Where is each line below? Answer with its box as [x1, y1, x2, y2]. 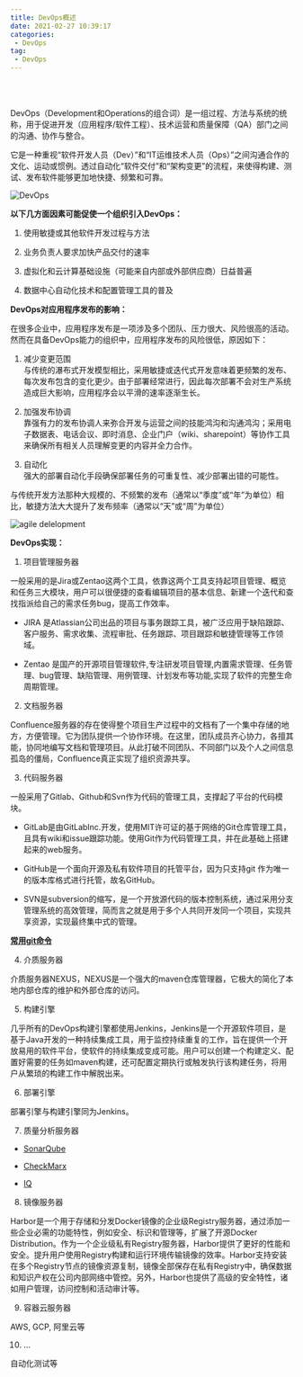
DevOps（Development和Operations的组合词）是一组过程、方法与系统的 [10, 108, 280, 118]
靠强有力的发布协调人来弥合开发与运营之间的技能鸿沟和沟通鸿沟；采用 [22, 417, 284, 428]
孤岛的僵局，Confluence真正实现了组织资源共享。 [10, 753, 196, 764]
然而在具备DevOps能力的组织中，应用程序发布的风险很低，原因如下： [10, 335, 269, 344]
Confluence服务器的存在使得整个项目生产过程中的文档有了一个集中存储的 [10, 720, 282, 729]
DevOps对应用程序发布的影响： [10, 304, 129, 315]
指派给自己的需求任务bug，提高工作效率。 [17, 598, 174, 608]
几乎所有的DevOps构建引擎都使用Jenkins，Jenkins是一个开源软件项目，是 [10, 1023, 287, 1033]
